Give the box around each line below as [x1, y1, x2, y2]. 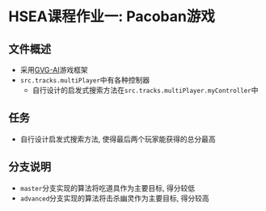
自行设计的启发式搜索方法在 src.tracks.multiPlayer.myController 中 [32, 86, 259, 95]
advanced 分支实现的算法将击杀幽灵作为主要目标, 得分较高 [19, 193, 210, 203]
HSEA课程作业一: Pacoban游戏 [8, 7, 216, 26]
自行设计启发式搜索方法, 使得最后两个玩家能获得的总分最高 [19, 134, 216, 144]
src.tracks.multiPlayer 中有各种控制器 [19, 75, 150, 85]
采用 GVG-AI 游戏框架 [19, 65, 88, 74]
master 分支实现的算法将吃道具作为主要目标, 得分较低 [19, 183, 196, 192]
